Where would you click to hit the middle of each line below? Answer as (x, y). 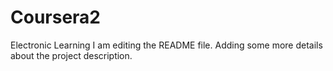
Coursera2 (55, 17)
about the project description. (71, 55)
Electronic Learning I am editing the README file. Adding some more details (166, 45)
